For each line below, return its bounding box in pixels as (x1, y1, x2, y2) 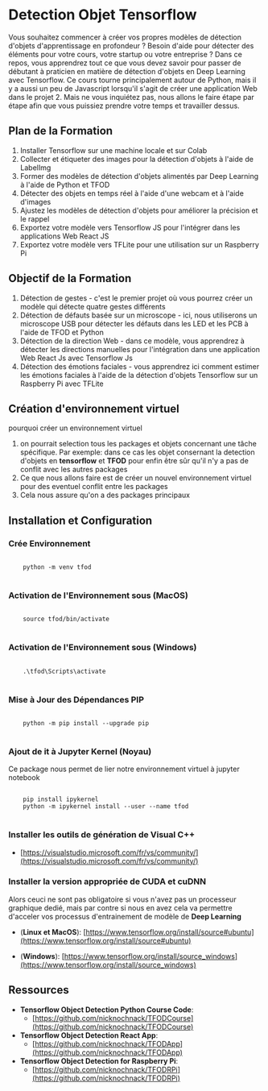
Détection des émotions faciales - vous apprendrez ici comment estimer (19, 361, 260, 371)
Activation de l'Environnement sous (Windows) (8, 642, 197, 653)
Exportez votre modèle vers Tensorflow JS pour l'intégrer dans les (19, 222, 241, 232)
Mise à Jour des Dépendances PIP (8, 694, 145, 705)
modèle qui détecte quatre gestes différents (19, 301, 167, 311)
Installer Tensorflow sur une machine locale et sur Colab (19, 145, 208, 155)
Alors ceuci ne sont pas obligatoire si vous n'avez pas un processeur (8, 894, 237, 904)
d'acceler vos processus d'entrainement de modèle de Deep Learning (8, 911, 241, 921)
